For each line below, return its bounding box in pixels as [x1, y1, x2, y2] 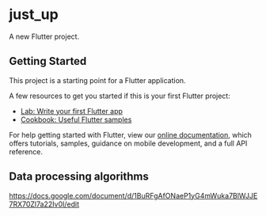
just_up [9, 6, 59, 24]
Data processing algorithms [9, 170, 149, 184]
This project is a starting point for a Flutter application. [9, 75, 186, 85]
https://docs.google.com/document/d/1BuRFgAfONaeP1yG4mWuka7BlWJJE [9, 191, 258, 200]
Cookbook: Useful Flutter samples [20, 115, 132, 124]
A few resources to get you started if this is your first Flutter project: [9, 91, 230, 100]
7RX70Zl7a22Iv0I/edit [9, 199, 80, 209]
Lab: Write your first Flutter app [20, 106, 123, 116]
